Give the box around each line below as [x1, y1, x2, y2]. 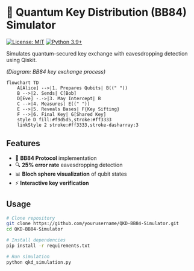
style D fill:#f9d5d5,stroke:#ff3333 [17, 116, 112, 123]
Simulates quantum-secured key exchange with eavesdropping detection [6, 49, 188, 57]
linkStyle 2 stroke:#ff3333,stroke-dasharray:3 [17, 122, 139, 128]
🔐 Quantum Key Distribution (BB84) [6, 5, 187, 19]
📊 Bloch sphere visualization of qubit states [14, 170, 127, 177]
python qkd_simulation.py [6, 259, 71, 265]
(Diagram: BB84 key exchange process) [6, 68, 106, 75]
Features [6, 138, 40, 148]
